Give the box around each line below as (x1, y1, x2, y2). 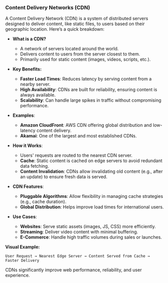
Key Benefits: (12, 66, 42, 72)
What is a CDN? (12, 36, 46, 42)
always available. (20, 92, 56, 98)
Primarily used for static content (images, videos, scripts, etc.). (20, 56, 151, 62)
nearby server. (20, 81, 50, 87)
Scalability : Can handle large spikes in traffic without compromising (20, 97, 161, 103)
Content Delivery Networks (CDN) (5, 4, 90, 11)
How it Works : (12, 143, 43, 149)
